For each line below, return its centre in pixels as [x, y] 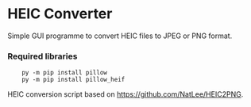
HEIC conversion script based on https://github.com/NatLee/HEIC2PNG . [125, 94]
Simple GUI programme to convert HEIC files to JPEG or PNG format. [120, 36]
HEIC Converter [60, 14]
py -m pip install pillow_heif [73, 80]
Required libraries [42, 56]
